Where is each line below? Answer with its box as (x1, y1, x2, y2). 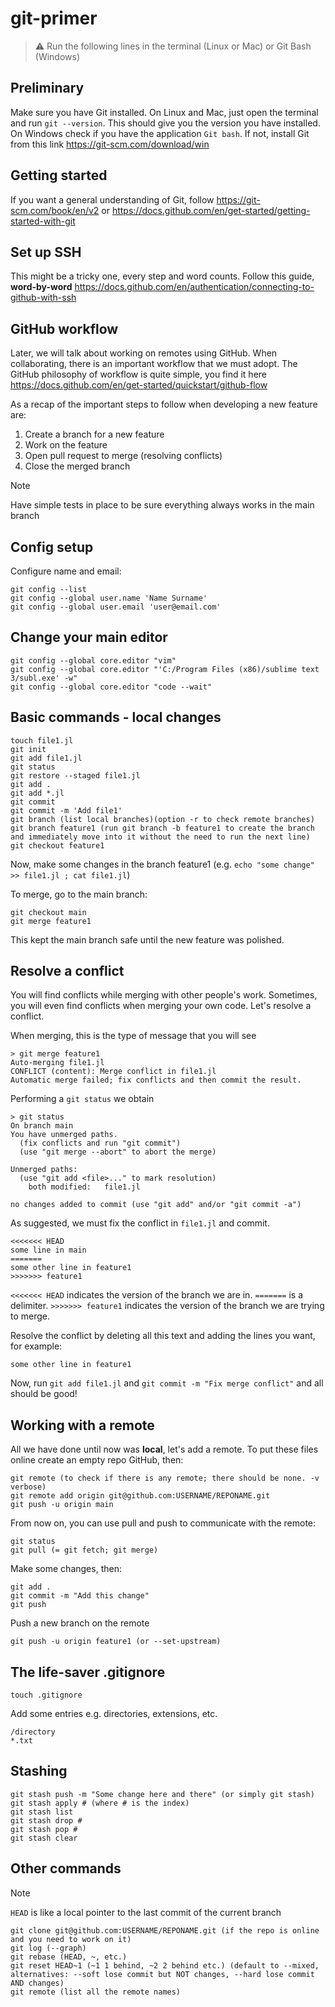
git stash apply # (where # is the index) (10, 1798, 190, 1808)
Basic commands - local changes (10, 709, 222, 726)
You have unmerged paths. (10, 1130, 118, 1140)
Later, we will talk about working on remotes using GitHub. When (10, 347, 278, 359)
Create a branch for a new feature (24, 428, 165, 441)
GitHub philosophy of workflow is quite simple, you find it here (10, 368, 268, 381)
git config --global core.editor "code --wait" (10, 682, 213, 692)
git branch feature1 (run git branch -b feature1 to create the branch (10, 823, 315, 833)
